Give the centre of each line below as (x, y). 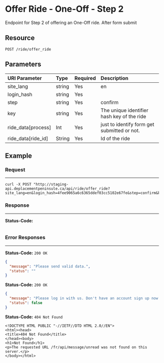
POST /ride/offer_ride (28, 49)
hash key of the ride (123, 116)
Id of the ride (115, 138)
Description (114, 78)
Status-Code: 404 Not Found (34, 316)
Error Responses (25, 238)
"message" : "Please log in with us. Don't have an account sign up (80, 298)
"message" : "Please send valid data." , (50, 266)
